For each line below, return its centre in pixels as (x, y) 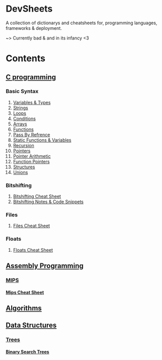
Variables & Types (32, 102)
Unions (20, 172)
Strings (20, 108)
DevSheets (29, 9)
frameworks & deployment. (34, 28)
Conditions (24, 118)
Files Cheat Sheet (31, 226)
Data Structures (31, 325)
